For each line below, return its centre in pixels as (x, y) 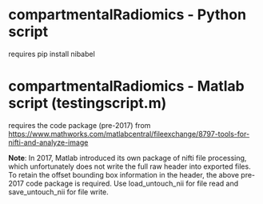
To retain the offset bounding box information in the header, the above (124, 174)
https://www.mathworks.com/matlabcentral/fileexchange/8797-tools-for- (129, 134)
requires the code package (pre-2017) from (80, 125)
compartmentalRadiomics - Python (127, 15)
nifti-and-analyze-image (48, 142)
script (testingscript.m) (88, 104)
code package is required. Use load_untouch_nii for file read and (131, 183)
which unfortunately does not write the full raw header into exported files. (130, 166)
